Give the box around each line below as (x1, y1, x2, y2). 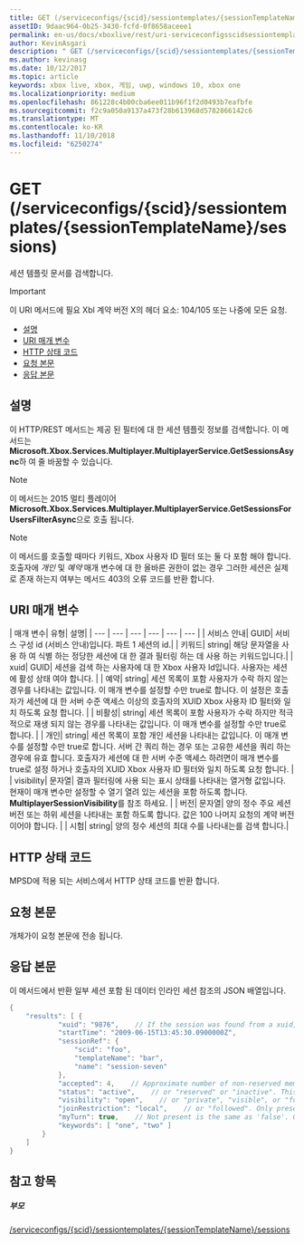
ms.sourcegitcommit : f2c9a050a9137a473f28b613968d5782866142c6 (9, 106, 253, 115)
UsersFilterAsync (9, 514, 77, 525)
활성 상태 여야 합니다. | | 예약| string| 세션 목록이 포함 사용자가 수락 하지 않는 (18, 673, 289, 684)
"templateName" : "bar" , (73, 1054, 165, 1063)
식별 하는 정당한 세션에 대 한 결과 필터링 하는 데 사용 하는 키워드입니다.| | (37, 651, 294, 661)
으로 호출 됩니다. (75, 514, 135, 525)
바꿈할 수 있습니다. (47, 456, 113, 467)
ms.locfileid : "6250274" (9, 140, 103, 149)
